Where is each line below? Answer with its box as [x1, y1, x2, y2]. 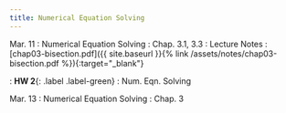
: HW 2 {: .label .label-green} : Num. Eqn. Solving [9, 75, 192, 87]
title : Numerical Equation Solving [9, 13, 145, 23]
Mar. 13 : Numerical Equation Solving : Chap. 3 [9, 93, 185, 104]
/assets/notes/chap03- [190, 47, 278, 59]
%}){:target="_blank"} [60, 57, 144, 68]
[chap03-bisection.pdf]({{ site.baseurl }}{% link [9, 47, 189, 59]
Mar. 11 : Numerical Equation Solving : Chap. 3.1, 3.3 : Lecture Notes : [9, 38, 268, 49]
